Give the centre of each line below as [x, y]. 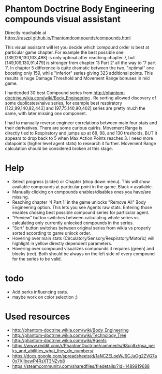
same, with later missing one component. [46, 113]
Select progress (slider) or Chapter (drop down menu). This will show [81, 181]
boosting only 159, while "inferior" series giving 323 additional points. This [79, 73]
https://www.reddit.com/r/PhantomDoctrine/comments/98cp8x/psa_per [84, 345]
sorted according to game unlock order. [52, 233]
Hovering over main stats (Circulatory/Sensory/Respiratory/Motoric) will [83, 238]
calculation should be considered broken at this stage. [59, 148]
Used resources [37, 317]
